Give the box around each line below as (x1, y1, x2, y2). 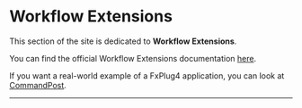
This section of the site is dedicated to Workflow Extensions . (9, 36, 237, 46)
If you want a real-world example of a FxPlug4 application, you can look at (9, 70, 285, 81)
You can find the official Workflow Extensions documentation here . (9, 53, 257, 63)
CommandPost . (9, 79, 67, 90)
